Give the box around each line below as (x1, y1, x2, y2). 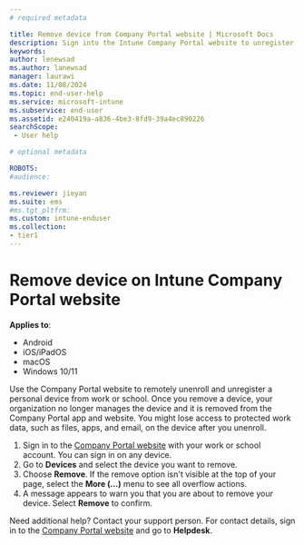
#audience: (9, 172, 51, 182)
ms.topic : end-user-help (9, 88, 103, 98)
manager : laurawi (9, 72, 75, 82)
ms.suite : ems (9, 197, 64, 206)
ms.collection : (9, 223, 67, 232)
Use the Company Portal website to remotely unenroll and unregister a (9, 383, 273, 394)
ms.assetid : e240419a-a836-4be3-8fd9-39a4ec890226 (9, 114, 205, 124)
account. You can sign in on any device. (22, 449, 172, 460)
